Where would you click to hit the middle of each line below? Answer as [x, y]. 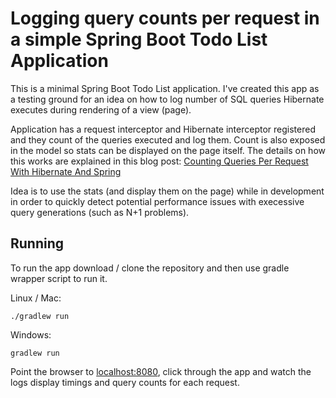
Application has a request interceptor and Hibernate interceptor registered [163, 129]
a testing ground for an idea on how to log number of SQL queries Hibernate [167, 99]
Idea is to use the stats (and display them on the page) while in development [167, 191]
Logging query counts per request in [165, 18]
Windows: [31, 334]
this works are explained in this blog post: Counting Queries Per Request [159, 161]
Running [37, 243]
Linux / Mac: [36, 298]
